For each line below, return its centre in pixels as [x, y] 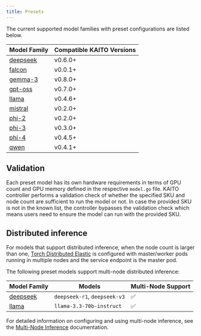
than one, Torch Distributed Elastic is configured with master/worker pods [97, 254]
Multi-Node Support [161, 286]
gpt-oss [21, 89]
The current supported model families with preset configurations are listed [98, 29]
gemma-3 [24, 79]
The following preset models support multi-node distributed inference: [93, 272]
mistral [19, 108]
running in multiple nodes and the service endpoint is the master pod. [92, 260]
